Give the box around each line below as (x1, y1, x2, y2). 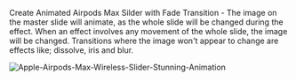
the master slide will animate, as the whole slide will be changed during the (9, 17, 284, 27)
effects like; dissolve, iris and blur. (9, 45, 134, 55)
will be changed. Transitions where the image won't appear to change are (9, 35, 279, 46)
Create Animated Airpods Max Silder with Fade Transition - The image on (9, 8, 277, 18)
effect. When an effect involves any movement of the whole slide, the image (9, 26, 288, 36)
